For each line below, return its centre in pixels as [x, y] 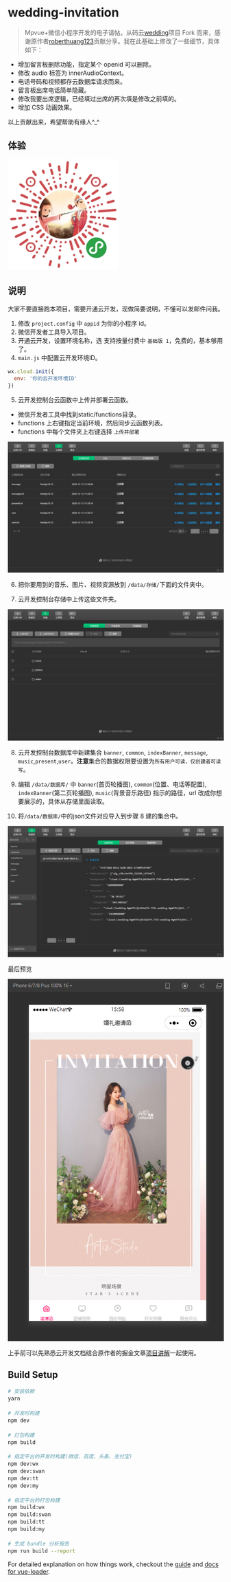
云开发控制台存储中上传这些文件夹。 [69, 599]
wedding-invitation [63, 13]
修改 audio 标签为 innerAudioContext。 [72, 73]
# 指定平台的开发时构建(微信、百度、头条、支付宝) [70, 1457]
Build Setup [33, 1375]
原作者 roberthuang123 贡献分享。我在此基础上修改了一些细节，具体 [125, 41]
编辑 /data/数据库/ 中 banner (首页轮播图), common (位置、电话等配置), [112, 784]
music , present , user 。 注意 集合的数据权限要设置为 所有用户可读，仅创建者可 [117, 761]
